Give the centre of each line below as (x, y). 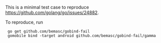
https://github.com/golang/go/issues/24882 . (52, 12)
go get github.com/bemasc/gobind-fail (49, 31)
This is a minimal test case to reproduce (47, 7)
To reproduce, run (24, 22)
